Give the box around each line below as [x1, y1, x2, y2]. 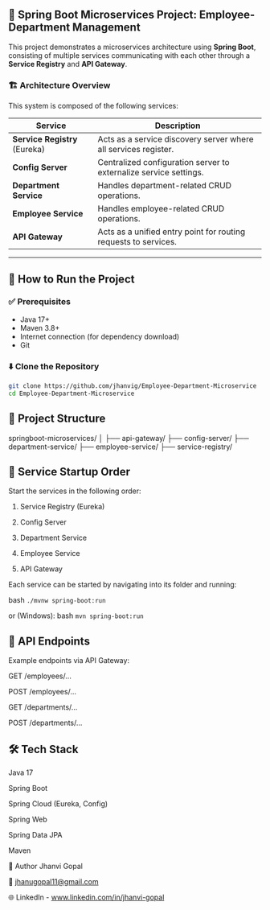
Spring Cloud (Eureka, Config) [8, 799, 108, 809]
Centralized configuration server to [97, 157, 231, 168]
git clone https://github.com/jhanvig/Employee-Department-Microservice [8, 382, 257, 390]
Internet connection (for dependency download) [19, 331, 180, 341]
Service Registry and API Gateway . [8, 59, 128, 68]
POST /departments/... [8, 718, 83, 728]
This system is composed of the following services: [8, 101, 178, 111]
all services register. [97, 144, 174, 155]
